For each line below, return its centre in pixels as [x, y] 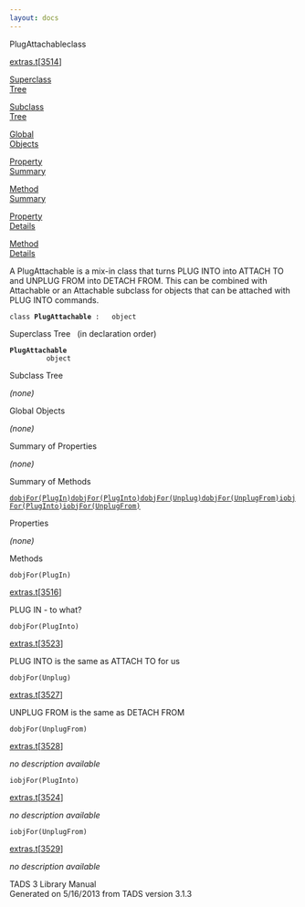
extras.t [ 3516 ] [36, 592]
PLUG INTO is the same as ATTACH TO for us [95, 661]
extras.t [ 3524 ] [37, 797]
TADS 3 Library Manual [53, 884]
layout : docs [34, 18]
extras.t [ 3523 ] [37, 643]
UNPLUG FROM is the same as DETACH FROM [97, 712]
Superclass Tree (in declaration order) [83, 333]
